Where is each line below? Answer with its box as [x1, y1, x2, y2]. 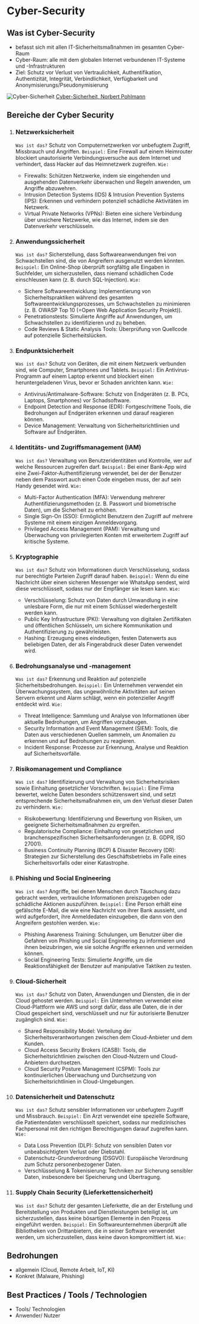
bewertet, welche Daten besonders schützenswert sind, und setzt [15, 791, 176, 798]
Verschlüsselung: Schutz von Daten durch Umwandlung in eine [24, 596, 178, 604]
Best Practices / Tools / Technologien [7, 1290, 147, 1300]
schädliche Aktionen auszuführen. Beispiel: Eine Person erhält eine [15, 900, 182, 907]
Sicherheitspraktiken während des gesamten [24, 294, 134, 301]
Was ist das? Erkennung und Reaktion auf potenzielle [15, 676, 147, 683]
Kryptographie [15, 553, 59, 561]
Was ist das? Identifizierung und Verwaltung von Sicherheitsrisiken [15, 778, 180, 786]
